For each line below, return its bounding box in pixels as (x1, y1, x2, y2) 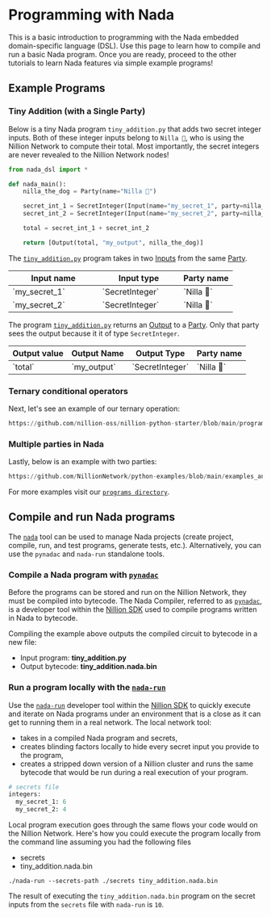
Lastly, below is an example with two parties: (8, 457, 157, 467)
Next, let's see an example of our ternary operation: (8, 404, 180, 413)
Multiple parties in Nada (8, 438, 105, 450)
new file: (8, 638, 37, 647)
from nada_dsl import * (8, 165, 89, 174)
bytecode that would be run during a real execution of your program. (19, 767, 248, 777)
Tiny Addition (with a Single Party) (8, 106, 146, 117)
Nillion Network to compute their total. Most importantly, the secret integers (8, 141, 260, 151)
